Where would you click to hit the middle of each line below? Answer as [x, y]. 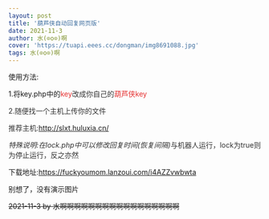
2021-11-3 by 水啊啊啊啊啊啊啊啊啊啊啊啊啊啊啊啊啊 [94, 206]
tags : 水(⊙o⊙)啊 [34, 53]
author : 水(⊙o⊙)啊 [38, 38]
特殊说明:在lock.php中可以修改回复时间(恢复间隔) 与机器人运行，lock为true [131, 145]
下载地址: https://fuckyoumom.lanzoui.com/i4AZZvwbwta [102, 172]
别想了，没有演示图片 [43, 189]
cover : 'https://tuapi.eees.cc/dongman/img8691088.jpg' [104, 46]
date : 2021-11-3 [35, 30]
